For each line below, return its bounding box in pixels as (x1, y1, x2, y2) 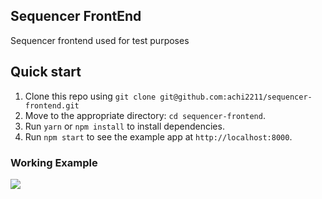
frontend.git (24, 100, 80, 111)
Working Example (10, 155, 98, 169)
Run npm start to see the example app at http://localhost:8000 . (24, 130, 293, 143)
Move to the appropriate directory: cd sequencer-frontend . (24, 109, 266, 121)
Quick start (10, 64, 82, 81)
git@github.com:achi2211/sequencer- (159, 92, 313, 102)
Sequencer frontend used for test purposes (10, 34, 190, 46)
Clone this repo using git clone (24, 90, 157, 102)
